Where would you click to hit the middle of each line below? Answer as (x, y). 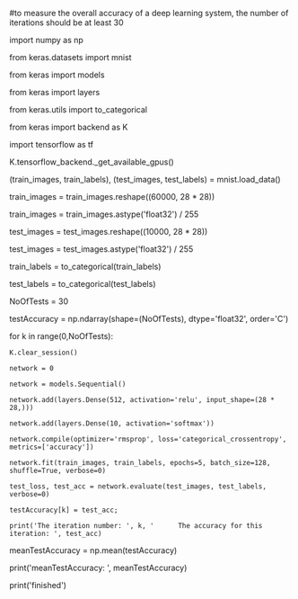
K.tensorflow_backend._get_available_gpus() (92, 162)
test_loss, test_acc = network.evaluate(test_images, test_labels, (138, 487)
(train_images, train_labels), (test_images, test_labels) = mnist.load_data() (145, 179)
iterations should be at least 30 (66, 22)
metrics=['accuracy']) (52, 447)
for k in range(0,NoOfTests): (61, 336)
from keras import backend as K (69, 127)
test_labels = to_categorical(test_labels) (83, 284)
